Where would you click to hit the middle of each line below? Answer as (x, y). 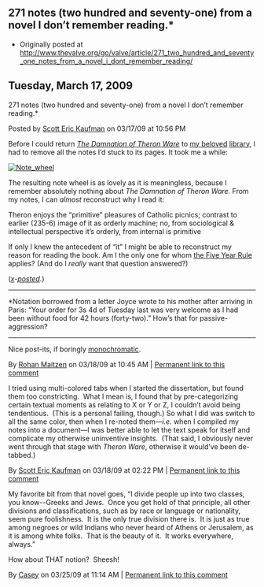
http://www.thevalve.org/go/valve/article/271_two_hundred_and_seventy (137, 52)
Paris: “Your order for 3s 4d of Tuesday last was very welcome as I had (123, 310)
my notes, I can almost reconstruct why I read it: (86, 199)
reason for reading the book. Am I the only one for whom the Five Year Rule (130, 254)
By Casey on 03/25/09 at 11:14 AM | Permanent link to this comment (118, 574)
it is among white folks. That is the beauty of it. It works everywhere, (121, 536)
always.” (22, 544)
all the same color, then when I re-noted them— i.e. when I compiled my (124, 422)
